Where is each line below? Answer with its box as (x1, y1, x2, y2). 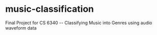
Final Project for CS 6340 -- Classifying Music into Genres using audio (5, 20, 152, 26)
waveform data (5, 25, 37, 31)
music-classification (5, 3, 94, 15)
